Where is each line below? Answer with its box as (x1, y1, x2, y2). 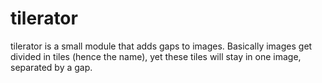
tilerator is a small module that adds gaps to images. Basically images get (10, 40, 313, 52)
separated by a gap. (10, 61, 93, 73)
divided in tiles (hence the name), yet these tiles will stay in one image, (10, 50, 302, 62)
